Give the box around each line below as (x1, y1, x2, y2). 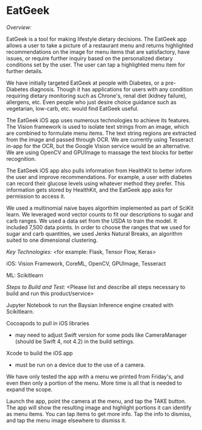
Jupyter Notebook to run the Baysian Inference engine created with (6, 301, 174, 308)
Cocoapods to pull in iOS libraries (6, 319, 89, 327)
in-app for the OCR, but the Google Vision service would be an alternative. (6, 142, 191, 149)
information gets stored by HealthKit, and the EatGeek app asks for (6, 186, 173, 194)
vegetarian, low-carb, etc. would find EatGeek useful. (6, 105, 139, 112)
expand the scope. (6, 385, 53, 393)
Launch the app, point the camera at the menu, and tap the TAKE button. (6, 397, 186, 405)
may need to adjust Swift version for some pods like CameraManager (14, 331, 187, 339)
